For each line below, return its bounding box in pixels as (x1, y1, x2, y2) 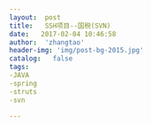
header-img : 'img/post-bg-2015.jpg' (9, 46, 144, 55)
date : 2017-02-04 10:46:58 (9, 29, 117, 38)
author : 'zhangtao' (9, 37, 86, 47)
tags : (9, 63, 29, 72)
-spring (9, 79, 38, 88)
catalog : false (9, 54, 73, 63)
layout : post (9, 12, 62, 22)
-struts (9, 87, 38, 96)
